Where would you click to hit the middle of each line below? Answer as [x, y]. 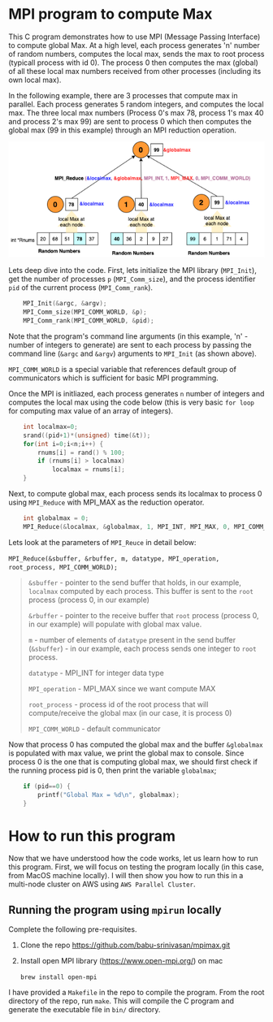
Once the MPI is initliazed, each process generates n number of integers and [136, 393]
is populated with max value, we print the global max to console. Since [126, 753]
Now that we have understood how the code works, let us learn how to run [133, 859]
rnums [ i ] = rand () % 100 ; [82, 453]
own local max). [35, 80]
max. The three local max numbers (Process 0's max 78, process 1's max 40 [136, 113]
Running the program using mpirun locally [115, 909]
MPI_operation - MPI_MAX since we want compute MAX [122, 688]
